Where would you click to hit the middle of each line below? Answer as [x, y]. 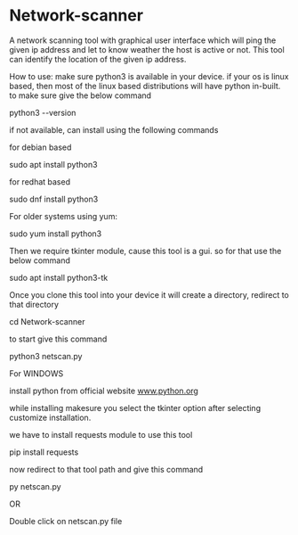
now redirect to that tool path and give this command [106, 469]
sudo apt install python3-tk [59, 277]
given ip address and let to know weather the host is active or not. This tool [147, 49]
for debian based [40, 147]
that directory [34, 304]
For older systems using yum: [64, 216]
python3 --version [43, 112]
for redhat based [40, 181]
